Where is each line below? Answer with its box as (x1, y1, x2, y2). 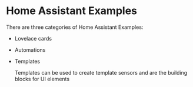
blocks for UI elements (14, 75, 69, 82)
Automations (14, 46, 46, 53)
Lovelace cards (14, 35, 52, 42)
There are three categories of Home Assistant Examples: (6, 24, 144, 31)
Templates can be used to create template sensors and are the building (14, 69, 188, 76)
